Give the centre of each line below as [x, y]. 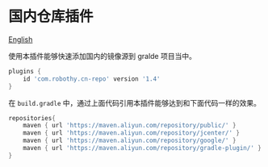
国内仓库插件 [51, 17]
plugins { [25, 71]
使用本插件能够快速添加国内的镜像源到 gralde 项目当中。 [102, 56]
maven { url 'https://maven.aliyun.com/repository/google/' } [130, 141]
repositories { [32, 118]
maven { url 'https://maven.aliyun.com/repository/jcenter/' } [132, 133]
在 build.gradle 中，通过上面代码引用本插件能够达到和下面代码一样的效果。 [134, 102]
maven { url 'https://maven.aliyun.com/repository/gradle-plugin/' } [142, 148]
